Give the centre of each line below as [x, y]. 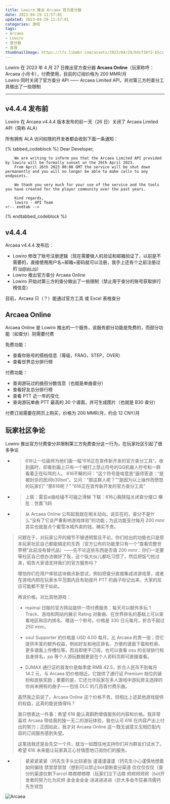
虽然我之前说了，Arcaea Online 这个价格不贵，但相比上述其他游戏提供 [91, 697]
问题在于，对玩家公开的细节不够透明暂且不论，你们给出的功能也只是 [89, 537]
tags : [11, 29]
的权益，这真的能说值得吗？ [47, 703]
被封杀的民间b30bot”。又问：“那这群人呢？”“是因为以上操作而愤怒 [94, 480]
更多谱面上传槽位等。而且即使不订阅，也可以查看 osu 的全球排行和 [95, 650]
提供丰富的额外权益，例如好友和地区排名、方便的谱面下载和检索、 [94, 643]
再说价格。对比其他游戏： [44, 597]
